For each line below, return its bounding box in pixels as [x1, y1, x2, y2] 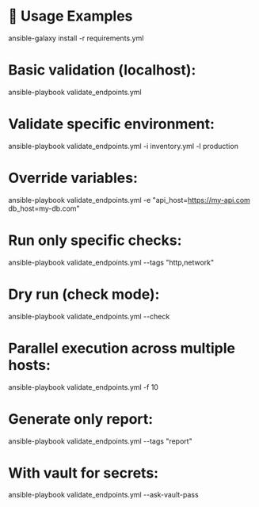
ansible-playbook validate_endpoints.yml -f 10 [8, 382, 158, 391]
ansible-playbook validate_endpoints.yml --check [8, 311, 170, 321]
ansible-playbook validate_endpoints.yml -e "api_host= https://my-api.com [8, 195, 251, 204]
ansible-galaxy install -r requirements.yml [8, 33, 144, 43]
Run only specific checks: [8, 231, 182, 249]
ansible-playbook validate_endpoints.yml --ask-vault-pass [8, 490, 200, 500]
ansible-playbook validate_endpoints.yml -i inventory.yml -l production [8, 141, 239, 151]
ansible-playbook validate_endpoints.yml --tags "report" [8, 436, 192, 446]
